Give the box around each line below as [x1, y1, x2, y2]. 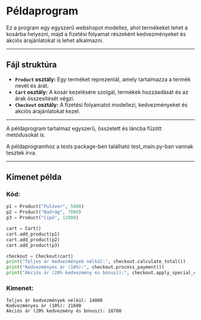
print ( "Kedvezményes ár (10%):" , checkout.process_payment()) [6, 264, 165, 270]
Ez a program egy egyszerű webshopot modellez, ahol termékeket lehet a [6, 24, 188, 31]
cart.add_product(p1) [6, 231, 60, 237]
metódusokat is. [6, 131, 46, 138]
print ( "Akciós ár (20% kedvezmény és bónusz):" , [6, 270, 130, 276]
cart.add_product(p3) [6, 242, 60, 248]
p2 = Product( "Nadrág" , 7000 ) [6, 209, 82, 215]
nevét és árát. [14, 82, 49, 89]
